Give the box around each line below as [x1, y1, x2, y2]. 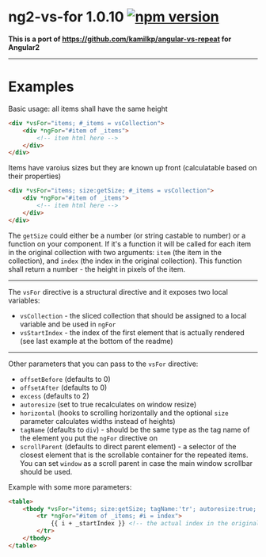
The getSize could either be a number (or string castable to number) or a [8, 231, 246, 240]
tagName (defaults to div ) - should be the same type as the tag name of [19, 425, 250, 434]
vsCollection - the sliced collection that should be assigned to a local [19, 311, 247, 320]
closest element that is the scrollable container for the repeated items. [19, 450, 249, 460]
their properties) [8, 171, 62, 181]
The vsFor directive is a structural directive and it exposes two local [8, 287, 228, 296]
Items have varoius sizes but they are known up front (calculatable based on [8, 163, 257, 173]
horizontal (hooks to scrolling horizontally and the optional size [19, 408, 229, 418]
